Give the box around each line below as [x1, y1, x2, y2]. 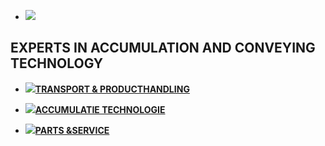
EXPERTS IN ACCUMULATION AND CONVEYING [10, 40, 316, 57]
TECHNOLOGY [10, 55, 104, 72]
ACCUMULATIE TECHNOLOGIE [34, 103, 166, 115]
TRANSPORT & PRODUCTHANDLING [34, 83, 190, 95]
